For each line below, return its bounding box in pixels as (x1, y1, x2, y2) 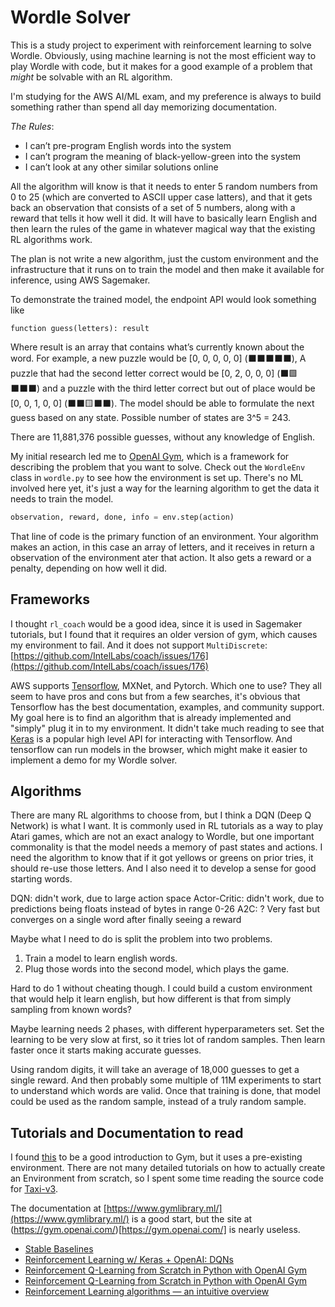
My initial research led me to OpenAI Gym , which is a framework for (10, 450, 290, 462)
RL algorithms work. (10, 233, 93, 245)
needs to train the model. (10, 492, 114, 505)
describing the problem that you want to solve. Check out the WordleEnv (10, 461, 306, 473)
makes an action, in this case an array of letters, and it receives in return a (10, 541, 315, 553)
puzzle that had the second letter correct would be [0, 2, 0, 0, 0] (10, 367, 275, 379)
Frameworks (10, 591, 91, 608)
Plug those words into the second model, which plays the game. (24, 963, 290, 975)
